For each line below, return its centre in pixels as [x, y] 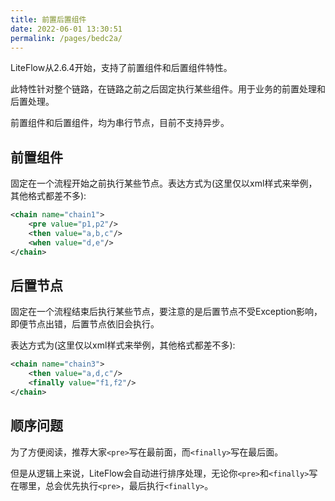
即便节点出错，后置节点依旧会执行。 [85, 324]
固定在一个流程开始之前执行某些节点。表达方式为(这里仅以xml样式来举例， [164, 183]
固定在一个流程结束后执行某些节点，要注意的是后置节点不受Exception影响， [166, 312]
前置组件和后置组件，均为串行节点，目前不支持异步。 [120, 123]
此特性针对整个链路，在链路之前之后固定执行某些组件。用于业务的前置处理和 [168, 89]
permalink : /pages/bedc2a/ [66, 38]
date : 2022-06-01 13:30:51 [66, 29]
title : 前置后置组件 [48, 19]
